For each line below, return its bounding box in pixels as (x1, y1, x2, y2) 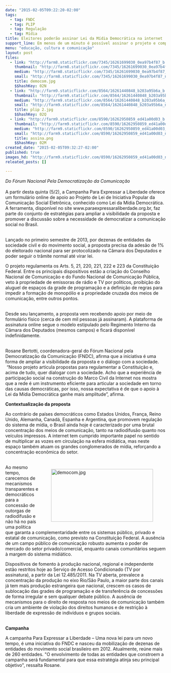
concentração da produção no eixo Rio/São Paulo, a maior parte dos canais (5, 577, 164, 583)
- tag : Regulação (10, 27, 47, 32)
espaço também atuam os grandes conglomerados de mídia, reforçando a (5, 443, 161, 449)
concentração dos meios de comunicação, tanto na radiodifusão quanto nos (5, 427, 165, 433)
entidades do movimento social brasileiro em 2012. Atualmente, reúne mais (5, 645, 163, 652)
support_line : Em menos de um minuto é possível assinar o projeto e (5, 41, 156, 46)
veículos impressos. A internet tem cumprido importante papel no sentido (5, 432, 159, 439)
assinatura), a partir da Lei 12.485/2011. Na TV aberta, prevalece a (5, 571, 144, 578)
